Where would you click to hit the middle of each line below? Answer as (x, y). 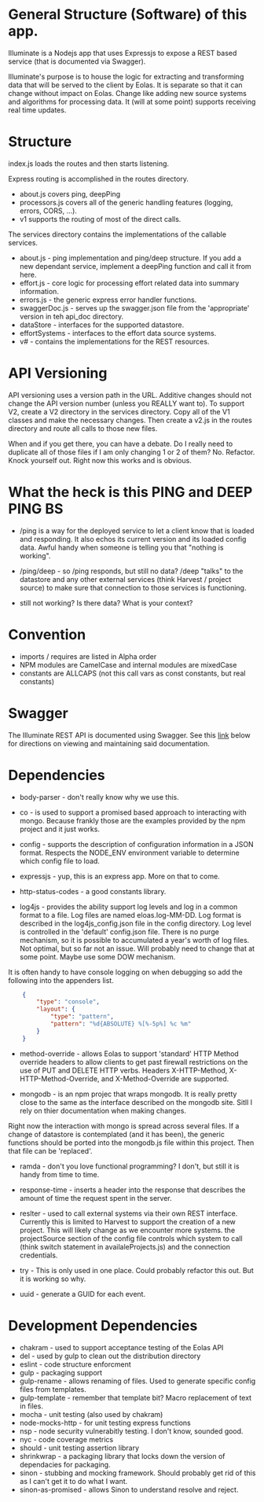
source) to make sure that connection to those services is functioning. (133, 587)
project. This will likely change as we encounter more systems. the (127, 1230)
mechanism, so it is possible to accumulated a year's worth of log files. (134, 940)
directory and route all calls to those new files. (83, 428)
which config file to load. (60, 861)
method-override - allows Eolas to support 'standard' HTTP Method (129, 1053)
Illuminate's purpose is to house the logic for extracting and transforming (126, 76)
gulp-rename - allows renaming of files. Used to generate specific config (137, 1381)
